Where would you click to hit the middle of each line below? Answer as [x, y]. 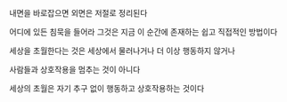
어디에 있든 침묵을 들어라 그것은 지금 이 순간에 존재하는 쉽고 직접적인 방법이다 [143, 32]
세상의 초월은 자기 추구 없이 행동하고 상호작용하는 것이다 [107, 88]
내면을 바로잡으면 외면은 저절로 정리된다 [78, 13]
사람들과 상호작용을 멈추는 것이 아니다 [75, 70]
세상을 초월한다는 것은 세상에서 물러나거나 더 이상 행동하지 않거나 [123, 51]
